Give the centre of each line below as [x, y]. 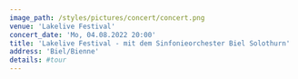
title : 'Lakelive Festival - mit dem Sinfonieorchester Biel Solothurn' [150, 43]
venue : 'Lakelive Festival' [63, 26]
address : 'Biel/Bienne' [55, 52]
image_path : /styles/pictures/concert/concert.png [107, 18]
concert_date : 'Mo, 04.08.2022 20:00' [83, 35]
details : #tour [38, 60]
